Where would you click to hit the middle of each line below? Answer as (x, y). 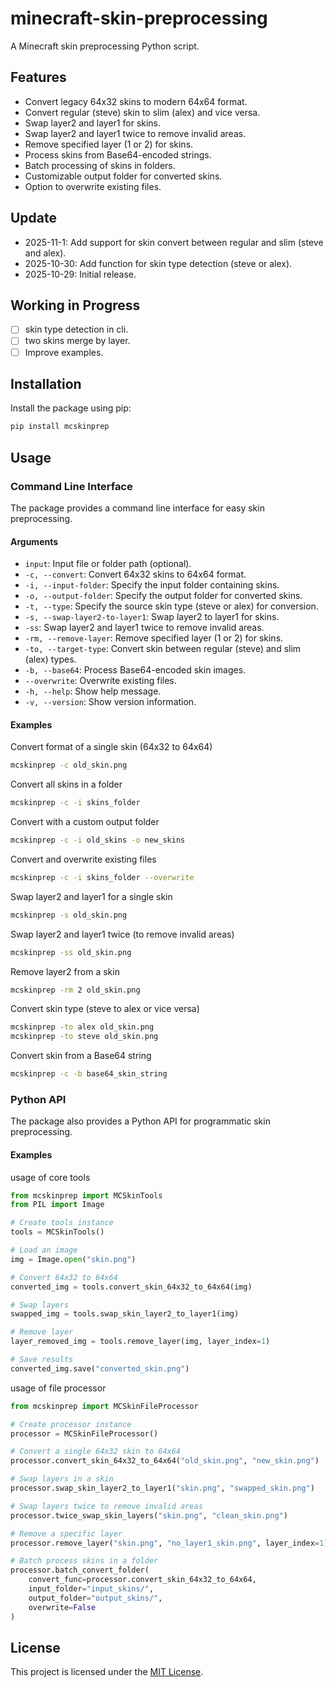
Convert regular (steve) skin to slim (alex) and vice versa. (142, 112)
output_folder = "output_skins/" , (95, 1598)
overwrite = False (62, 1607)
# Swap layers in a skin (62, 1479)
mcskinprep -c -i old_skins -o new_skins (98, 840)
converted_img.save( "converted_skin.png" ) (100, 1368)
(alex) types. (50, 659)
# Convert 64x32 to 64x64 (64, 1277)
